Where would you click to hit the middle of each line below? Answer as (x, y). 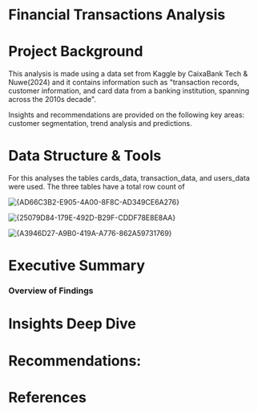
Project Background (76, 52)
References (47, 397)
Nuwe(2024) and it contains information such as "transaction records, (124, 83)
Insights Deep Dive (72, 324)
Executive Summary (77, 266)
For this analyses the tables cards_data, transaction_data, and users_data (129, 178)
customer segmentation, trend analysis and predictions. (100, 124)
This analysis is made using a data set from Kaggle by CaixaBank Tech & (128, 74)
